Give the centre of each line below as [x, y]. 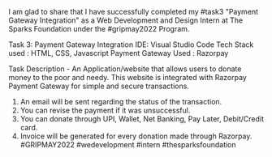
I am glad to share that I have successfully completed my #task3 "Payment [133, 12]
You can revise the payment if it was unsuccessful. [105, 110]
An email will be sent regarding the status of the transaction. [121, 102]
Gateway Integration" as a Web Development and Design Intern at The [126, 20]
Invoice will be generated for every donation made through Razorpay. [136, 136]
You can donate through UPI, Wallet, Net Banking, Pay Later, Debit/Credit [142, 119]
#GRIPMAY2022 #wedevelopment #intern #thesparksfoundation [128, 144]
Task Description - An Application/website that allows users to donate [125, 69]
